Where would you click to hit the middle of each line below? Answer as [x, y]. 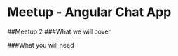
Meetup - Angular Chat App [89, 12]
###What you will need [41, 45]
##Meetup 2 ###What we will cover [59, 31]
